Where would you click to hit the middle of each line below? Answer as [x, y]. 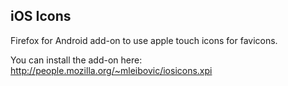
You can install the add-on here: [76, 60]
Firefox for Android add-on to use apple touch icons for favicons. [144, 40]
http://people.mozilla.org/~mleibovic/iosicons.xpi [111, 70]
